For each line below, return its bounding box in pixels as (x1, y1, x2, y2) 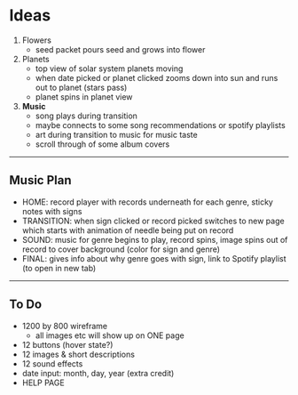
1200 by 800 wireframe (21, 320, 108, 331)
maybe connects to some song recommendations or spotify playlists (35, 119, 286, 130)
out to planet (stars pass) (35, 82, 128, 93)
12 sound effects (21, 358, 83, 369)
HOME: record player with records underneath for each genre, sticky (21, 197, 273, 207)
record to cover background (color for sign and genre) (21, 244, 220, 254)
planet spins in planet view (35, 91, 133, 102)
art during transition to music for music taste (35, 129, 198, 140)
